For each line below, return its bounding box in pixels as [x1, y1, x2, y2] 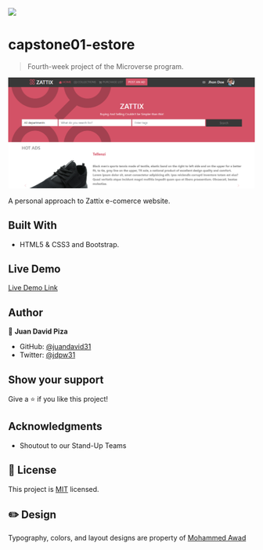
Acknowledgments [8, 420, 103, 433]
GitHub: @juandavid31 [19, 342, 92, 351]
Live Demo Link [8, 283, 59, 293]
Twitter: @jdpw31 [19, 350, 76, 360]
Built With [8, 219, 57, 232]
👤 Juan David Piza [8, 326, 68, 337]
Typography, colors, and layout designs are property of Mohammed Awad [8, 533, 247, 542]
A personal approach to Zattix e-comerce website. [8, 196, 171, 206]
